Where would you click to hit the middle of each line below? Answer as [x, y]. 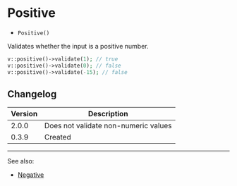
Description [108, 114]
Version [24, 114]
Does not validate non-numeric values [108, 126]
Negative [31, 175]
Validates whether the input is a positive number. [78, 46]
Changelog [32, 94]
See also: [21, 161]
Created [58, 137]
